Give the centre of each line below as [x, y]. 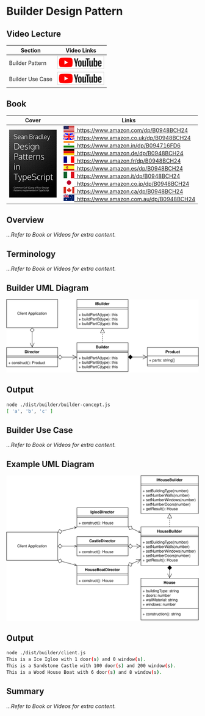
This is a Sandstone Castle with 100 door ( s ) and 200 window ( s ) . [91, 666]
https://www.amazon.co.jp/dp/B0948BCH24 [133, 184]
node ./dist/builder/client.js [46, 653]
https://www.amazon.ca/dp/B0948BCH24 [130, 191]
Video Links [81, 50]
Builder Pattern [28, 63]
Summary [25, 691]
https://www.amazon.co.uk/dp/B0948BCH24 [134, 138]
